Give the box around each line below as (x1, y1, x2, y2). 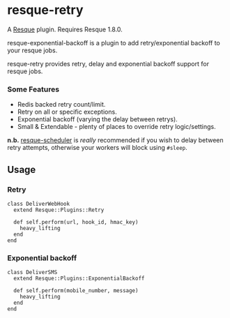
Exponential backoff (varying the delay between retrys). (17, 115, 178, 123)
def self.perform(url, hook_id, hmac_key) (13, 218, 139, 225)
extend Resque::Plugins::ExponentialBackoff (13, 275, 145, 282)
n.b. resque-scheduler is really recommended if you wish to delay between (7, 136, 224, 144)
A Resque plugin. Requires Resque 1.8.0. (7, 25, 123, 33)
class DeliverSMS (7, 269, 58, 276)
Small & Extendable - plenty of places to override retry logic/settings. (17, 123, 216, 131)
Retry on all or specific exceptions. (17, 107, 117, 116)
